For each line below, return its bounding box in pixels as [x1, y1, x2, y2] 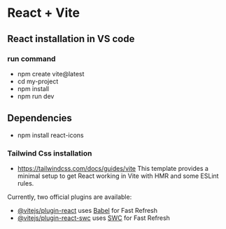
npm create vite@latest [17, 69, 85, 78]
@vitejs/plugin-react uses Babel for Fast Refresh [17, 206, 158, 214]
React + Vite [7, 5, 80, 21]
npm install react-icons [17, 131, 84, 139]
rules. [17, 179, 34, 187]
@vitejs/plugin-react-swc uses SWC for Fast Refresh [17, 214, 170, 222]
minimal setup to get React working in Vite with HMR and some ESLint [17, 172, 219, 180]
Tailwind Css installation [7, 148, 92, 158]
